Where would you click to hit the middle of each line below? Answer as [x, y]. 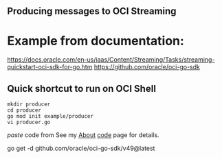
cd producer [24, 110]
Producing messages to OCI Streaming [92, 11]
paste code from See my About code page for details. [83, 135]
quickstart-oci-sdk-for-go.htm [50, 67]
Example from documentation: [96, 41]
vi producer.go [29, 123]
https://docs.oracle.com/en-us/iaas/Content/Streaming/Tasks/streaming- [111, 60]
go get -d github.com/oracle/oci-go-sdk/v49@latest [81, 148]
